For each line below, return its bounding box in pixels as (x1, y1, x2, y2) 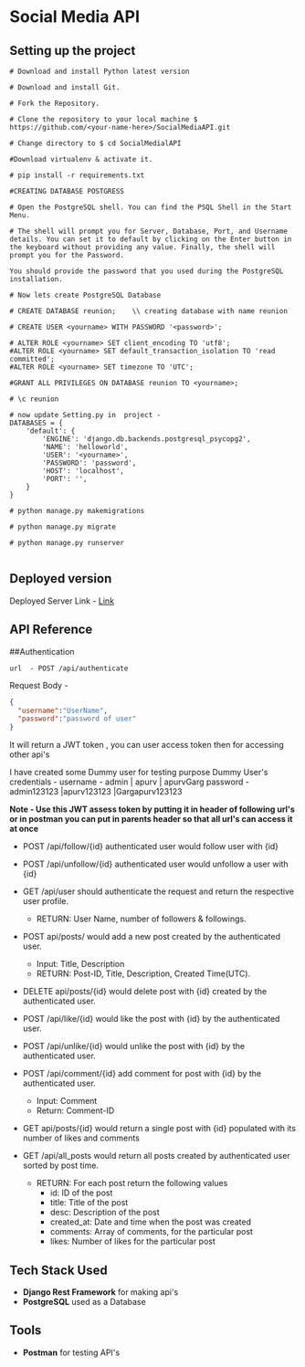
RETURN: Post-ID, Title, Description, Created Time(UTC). (36, 968, 251, 979)
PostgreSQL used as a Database (22, 1296, 146, 1307)
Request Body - (9, 679, 68, 690)
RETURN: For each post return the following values (36, 1178, 228, 1189)
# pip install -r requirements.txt (9, 171, 145, 180)
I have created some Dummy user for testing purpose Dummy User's (9, 767, 268, 778)
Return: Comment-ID (36, 1105, 115, 1116)
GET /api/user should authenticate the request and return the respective (22, 886, 295, 897)
